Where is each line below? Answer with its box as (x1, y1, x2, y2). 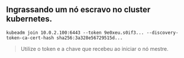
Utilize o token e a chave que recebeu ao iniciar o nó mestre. (20, 45, 169, 52)
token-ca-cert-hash (6, 35, 54, 41)
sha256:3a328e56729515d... (56, 35, 123, 41)
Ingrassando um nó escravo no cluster (6, 5, 151, 15)
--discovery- (146, 30, 179, 36)
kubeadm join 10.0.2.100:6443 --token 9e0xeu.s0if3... (6, 30, 144, 36)
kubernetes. (6, 14, 53, 24)
